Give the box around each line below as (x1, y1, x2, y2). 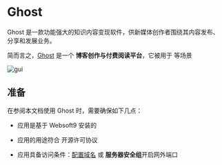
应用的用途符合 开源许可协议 (17, 135, 98, 144)
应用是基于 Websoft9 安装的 (17, 121, 97, 129)
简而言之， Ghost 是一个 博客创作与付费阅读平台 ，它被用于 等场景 (7, 51, 192, 59)
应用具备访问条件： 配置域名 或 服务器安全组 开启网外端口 (17, 150, 178, 159)
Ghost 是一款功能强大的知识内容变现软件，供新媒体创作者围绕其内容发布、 (7, 28, 219, 36)
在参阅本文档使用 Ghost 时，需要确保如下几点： (7, 106, 143, 115)
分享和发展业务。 (7, 36, 56, 45)
